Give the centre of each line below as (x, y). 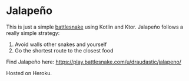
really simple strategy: (33, 33)
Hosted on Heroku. (29, 73)
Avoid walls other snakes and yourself (61, 44)
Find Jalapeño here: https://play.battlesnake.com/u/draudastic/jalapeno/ (94, 62)
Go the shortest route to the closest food (64, 50)
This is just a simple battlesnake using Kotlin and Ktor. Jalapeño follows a (95, 27)
